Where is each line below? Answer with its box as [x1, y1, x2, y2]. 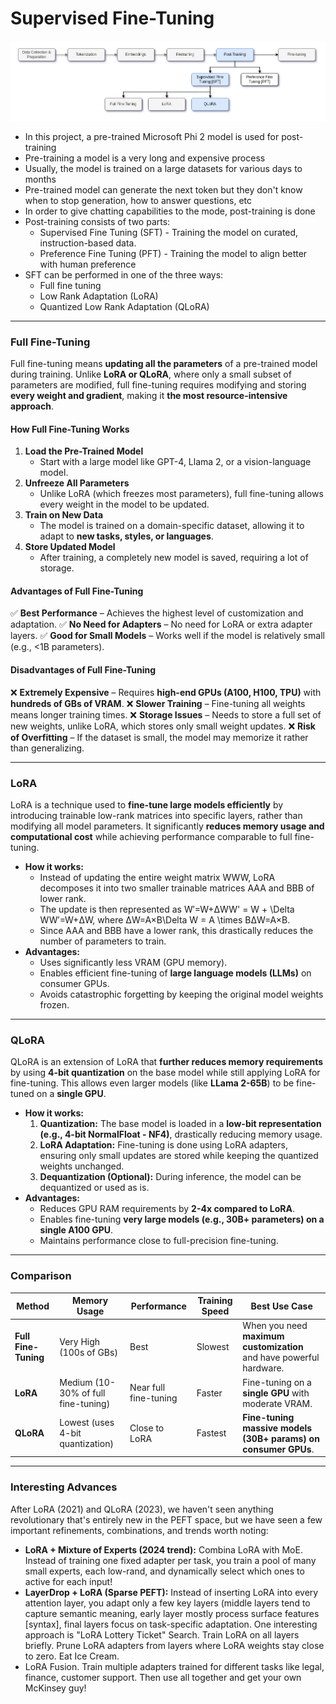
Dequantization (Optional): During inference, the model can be [39, 1171, 302, 1183]
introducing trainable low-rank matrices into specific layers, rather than [10, 809, 303, 821]
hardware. [242, 1362, 285, 1374]
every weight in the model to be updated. [39, 498, 210, 511]
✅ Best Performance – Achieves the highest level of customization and [10, 607, 304, 619]
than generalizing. [10, 742, 85, 754]
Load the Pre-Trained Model [24, 445, 144, 457]
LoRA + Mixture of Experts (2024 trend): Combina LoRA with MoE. [24, 1543, 303, 1556]
